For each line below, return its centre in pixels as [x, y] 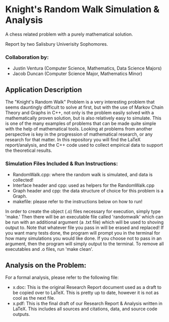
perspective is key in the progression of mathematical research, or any [79, 134]
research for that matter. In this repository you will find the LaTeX [73, 140]
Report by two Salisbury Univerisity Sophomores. [57, 44]
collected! [23, 180]
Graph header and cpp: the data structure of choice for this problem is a [88, 191]
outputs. [21, 314]
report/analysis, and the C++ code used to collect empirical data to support [84, 145]
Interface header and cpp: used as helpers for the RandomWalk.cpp [83, 185]
